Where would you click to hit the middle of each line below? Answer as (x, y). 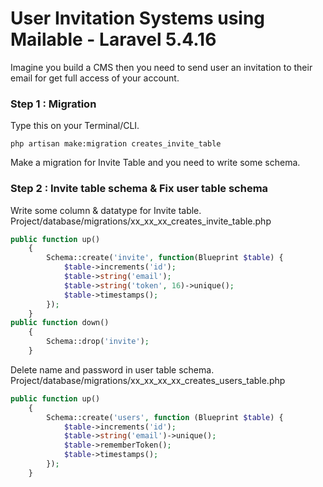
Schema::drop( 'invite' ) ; (98, 342)
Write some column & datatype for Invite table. (106, 210)
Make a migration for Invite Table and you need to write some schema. (155, 163)
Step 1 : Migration (53, 104)
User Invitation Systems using (138, 18)
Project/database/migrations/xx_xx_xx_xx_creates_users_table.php (148, 380)
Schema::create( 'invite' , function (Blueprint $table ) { (165, 258)
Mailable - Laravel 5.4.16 (113, 39)
